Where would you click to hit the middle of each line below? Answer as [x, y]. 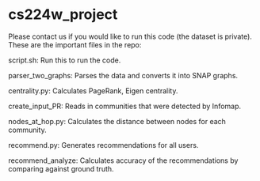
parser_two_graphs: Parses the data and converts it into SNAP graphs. [123, 75]
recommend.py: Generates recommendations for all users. [103, 145]
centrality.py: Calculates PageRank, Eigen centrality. [93, 90]
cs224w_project [63, 15]
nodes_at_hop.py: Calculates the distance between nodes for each [117, 121]
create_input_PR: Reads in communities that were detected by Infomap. [125, 106]
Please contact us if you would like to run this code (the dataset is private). [130, 36]
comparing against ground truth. [61, 168]
